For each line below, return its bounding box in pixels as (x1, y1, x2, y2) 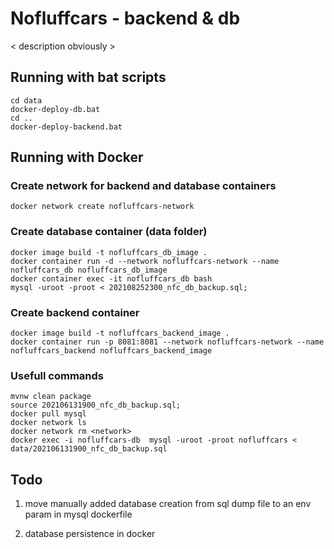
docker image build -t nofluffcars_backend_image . (10, 328, 230, 339)
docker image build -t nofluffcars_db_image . (10, 247, 208, 257)
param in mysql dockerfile (24, 508, 133, 521)
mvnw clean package (10, 392, 92, 402)
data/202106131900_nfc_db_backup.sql (10, 444, 168, 454)
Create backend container (10, 305, 140, 319)
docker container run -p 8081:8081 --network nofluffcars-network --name (10, 337, 325, 347)
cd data (10, 95, 43, 106)
